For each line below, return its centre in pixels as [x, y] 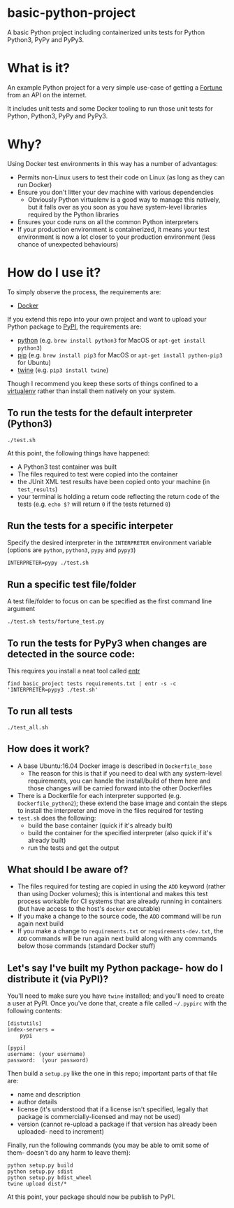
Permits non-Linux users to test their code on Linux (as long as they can [121, 177]
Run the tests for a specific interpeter [90, 526]
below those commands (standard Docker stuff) [86, 946]
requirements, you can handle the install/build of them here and [119, 781]
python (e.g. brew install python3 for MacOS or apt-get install [111, 340]
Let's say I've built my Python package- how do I [115, 968]
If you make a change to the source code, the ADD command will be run [119, 917]
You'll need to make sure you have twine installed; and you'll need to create [116, 996]
